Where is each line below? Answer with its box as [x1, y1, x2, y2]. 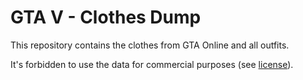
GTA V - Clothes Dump [10, 6, 202, 29]
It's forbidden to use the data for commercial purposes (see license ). [10, 58, 294, 70]
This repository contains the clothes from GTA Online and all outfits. [10, 39, 290, 51]
